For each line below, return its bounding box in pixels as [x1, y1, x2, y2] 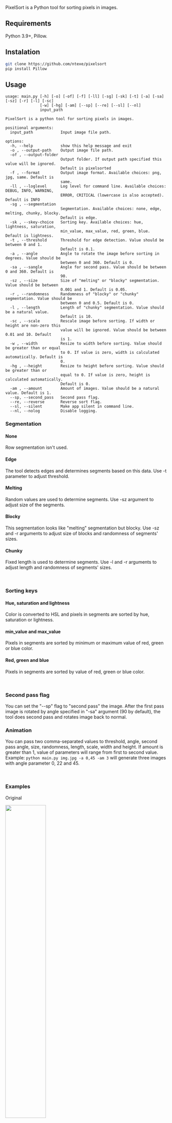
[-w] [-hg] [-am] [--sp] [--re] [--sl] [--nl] [40, 103, 141, 108]
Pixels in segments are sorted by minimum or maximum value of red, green [5, 640, 164, 646]
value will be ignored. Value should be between [60, 328, 167, 333]
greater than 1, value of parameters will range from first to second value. [5, 749, 158, 755]
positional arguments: [5, 125, 54, 130]
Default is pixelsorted [60, 166, 111, 171]
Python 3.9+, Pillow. [5, 33, 48, 39]
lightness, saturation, [5, 224, 56, 230]
